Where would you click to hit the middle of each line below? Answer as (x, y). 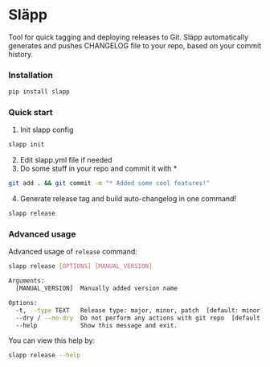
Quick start (31, 113)
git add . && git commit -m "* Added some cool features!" (109, 183)
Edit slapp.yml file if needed (66, 160)
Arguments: (27, 281)
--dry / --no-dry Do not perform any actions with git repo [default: (140, 318)
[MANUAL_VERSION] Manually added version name (97, 289)
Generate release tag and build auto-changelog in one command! (128, 199)
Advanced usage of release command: (73, 252)
